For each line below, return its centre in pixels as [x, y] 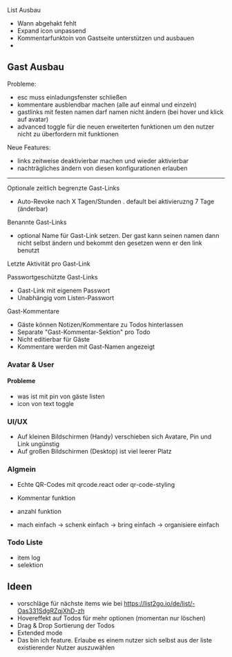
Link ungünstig [38, 444]
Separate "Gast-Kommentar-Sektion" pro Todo [84, 332]
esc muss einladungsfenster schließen [72, 97]
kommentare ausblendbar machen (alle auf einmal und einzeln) [107, 104]
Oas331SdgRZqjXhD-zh [51, 611]
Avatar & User [31, 364]
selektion [30, 565]
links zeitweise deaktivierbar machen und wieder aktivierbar [103, 160]
